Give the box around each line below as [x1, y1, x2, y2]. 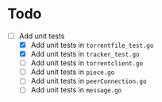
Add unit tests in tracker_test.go [30, 49, 140, 59]
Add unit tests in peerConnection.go [30, 76, 147, 86]
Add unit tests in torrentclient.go [30, 58, 144, 68]
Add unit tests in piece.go [30, 67, 115, 76]
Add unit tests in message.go [30, 85, 122, 95]
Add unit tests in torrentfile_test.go [30, 41, 154, 49]
